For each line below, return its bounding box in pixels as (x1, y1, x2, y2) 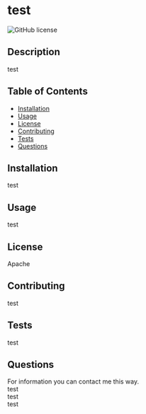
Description (7, 46, 60, 58)
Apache (7, 260, 30, 268)
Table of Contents (7, 86, 89, 98)
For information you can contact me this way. (7, 377, 140, 386)
